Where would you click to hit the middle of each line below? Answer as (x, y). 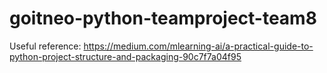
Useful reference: (45, 46)
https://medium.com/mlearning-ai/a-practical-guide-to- (198, 46)
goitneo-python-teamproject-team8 (163, 18)
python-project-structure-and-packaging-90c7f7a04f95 (125, 56)
